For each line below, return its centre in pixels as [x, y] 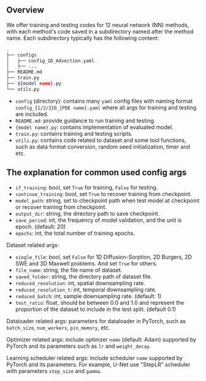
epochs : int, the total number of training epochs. [75, 233]
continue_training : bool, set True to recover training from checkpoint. [103, 194]
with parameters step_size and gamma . [54, 371]
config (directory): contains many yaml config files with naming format [104, 101]
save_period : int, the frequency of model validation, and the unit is [98, 220]
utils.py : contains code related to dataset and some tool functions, [101, 140]
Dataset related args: [33, 245]
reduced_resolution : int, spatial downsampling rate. [80, 283]
